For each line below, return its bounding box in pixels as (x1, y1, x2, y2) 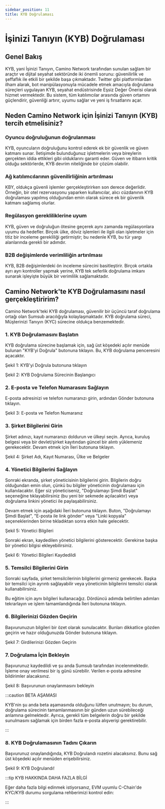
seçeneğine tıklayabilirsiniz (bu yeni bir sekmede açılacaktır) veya (5, 493, 138, 499)
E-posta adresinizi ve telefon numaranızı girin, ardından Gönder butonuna (5, 395, 154, 401)
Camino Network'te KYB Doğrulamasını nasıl (5, 287, 145, 296)
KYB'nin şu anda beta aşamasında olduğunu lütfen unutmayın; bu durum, (5, 702, 153, 707)
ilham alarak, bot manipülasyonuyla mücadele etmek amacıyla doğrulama (5, 81, 154, 87)
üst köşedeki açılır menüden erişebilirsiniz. (5, 756, 92, 762)
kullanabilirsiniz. (5, 586, 38, 592)
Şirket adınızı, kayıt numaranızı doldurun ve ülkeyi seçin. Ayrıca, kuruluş (5, 433, 150, 439)
